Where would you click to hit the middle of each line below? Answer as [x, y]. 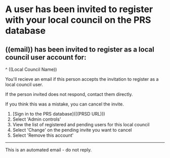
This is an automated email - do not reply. [49, 150]
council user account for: [46, 57]
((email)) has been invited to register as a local [80, 49]
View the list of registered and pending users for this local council [81, 124]
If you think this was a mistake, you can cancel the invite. [65, 104]
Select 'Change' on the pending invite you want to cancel [72, 130]
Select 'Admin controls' [37, 119]
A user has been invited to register [79, 9]
